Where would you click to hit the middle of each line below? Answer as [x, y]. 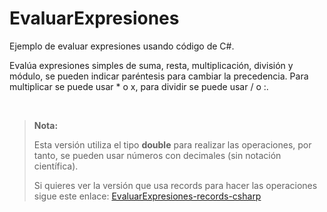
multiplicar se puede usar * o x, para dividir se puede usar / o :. [139, 86]
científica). [56, 166]
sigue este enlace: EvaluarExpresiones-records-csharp [147, 196]
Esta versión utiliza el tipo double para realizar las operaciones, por [172, 144]
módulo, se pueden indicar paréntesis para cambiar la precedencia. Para [159, 76]
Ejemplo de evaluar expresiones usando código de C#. [122, 46]
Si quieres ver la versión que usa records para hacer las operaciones [175, 185]
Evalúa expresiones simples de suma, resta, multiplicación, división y [151, 65]
